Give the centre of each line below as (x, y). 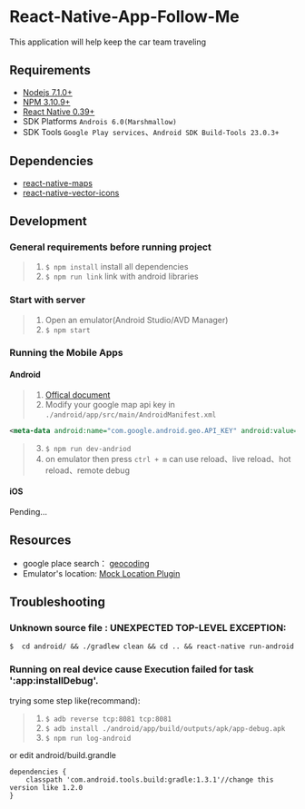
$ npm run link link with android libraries (122, 276)
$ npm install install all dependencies (117, 267)
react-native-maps (58, 183)
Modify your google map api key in (110, 404)
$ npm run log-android (88, 738)
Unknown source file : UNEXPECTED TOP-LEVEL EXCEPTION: (148, 627)
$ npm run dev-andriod (88, 449)
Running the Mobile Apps (67, 353)
